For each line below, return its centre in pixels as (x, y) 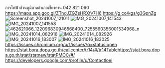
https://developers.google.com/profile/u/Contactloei (59, 60)
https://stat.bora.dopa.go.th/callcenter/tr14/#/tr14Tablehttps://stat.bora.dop (83, 50)
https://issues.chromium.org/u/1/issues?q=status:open (61, 45)
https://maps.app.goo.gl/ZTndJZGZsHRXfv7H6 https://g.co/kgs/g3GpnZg (81, 13)
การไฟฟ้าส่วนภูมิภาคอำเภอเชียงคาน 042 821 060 (47, 8)
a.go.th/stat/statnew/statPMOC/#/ (40, 55)
